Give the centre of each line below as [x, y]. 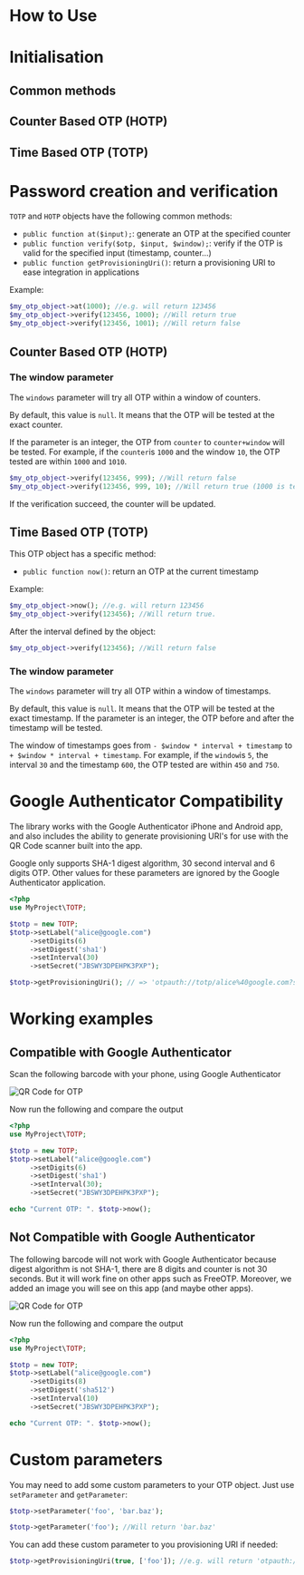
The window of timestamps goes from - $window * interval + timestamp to [151, 745]
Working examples [81, 1019]
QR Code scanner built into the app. [76, 846]
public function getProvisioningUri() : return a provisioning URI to [149, 263]
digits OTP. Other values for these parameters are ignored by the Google [145, 873]
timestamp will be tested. [56, 728]
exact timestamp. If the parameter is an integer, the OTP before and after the [152, 718]
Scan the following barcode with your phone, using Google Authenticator [145, 1074]
